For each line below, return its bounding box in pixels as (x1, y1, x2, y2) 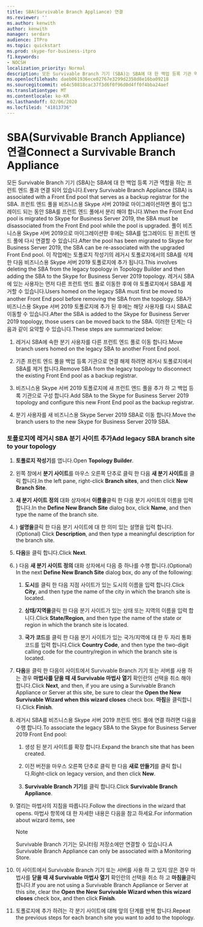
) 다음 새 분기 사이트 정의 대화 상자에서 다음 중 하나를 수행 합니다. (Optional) (15, 561, 192, 569)
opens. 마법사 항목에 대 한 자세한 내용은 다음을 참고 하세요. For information (15, 809, 192, 816)
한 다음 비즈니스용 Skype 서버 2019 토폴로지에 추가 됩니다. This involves (7, 259, 178, 266)
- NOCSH (7, 59, 27, 65)
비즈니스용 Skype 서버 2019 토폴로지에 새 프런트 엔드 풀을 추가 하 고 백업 (15, 384, 187, 392)
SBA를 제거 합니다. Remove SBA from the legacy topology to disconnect (15, 365, 192, 372)
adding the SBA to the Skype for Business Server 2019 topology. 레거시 (7, 273, 183, 280)
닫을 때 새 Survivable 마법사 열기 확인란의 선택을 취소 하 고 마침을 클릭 (31, 874, 196, 881)
